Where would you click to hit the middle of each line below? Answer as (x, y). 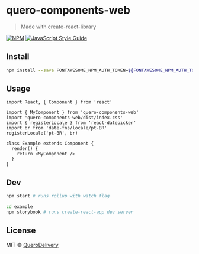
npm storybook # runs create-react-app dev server (70, 212)
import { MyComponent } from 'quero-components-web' (73, 113)
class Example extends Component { (50, 144)
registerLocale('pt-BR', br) (42, 133)
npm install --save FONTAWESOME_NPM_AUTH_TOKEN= (67, 70)
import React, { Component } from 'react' (59, 102)
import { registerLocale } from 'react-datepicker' (71, 123)
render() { (25, 149)
